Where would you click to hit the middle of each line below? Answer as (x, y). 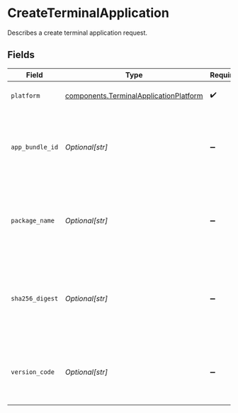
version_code (33, 372)
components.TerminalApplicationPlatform (134, 96)
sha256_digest (35, 298)
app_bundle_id (35, 147)
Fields (21, 55)
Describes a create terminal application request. (77, 33)
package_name (33, 220)
